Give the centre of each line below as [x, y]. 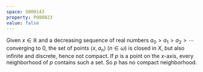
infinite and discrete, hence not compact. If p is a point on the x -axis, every [100, 56]
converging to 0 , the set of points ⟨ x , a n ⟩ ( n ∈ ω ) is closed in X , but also [95, 49]
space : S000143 [25, 12]
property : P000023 [29, 17]
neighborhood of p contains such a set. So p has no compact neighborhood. [102, 62]
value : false [23, 23]
